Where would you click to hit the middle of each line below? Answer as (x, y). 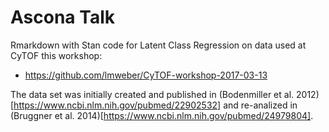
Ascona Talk (62, 17)
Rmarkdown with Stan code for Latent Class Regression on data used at (158, 45)
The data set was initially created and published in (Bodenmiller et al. (152, 94)
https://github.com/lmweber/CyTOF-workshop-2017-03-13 (146, 75)
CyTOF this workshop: (56, 55)
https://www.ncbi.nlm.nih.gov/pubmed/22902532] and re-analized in (155, 105)
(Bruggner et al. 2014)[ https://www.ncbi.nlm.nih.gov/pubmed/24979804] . (162, 115)
